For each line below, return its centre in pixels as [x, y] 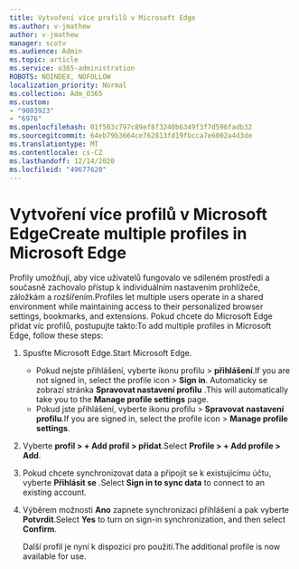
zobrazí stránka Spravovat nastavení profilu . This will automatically [162, 390]
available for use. [55, 556]
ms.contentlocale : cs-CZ [56, 152]
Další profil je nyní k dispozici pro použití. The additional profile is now [151, 547]
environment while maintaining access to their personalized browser [136, 307]
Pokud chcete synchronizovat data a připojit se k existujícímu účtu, [147, 473]
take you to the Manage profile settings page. [122, 400]
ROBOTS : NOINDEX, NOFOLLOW [60, 77]
